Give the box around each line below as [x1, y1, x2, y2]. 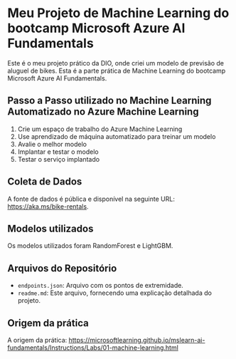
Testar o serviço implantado [17, 155, 100, 163]
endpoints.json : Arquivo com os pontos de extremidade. [17, 281, 183, 290]
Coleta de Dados [7, 176, 82, 188]
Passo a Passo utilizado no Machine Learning [7, 95, 212, 107]
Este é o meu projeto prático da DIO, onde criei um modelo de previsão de [7, 58, 225, 67]
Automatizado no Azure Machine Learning [7, 105, 199, 118]
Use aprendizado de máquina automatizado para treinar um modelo [17, 132, 216, 140]
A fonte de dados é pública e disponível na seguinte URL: [7, 194, 176, 203]
